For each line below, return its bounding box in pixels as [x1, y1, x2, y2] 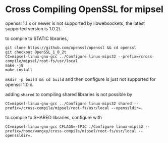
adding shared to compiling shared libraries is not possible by [5, 91, 133, 97]
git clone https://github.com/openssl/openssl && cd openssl [5, 45, 137, 50]
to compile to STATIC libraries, [5, 35, 68, 41]
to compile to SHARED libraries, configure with [5, 114, 102, 120]
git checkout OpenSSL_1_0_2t [5, 50, 67, 55]
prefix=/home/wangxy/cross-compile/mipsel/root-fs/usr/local [5, 128, 137, 133]
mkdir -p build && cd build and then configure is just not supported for [5, 76, 156, 82]
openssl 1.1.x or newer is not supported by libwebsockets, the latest [5, 20, 145, 26]
